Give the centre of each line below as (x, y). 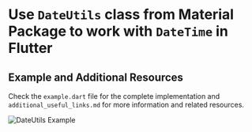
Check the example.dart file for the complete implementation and (114, 96)
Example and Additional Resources (96, 77)
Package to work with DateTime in (118, 31)
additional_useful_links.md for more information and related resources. (126, 105)
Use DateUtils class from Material (121, 15)
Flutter (30, 48)
